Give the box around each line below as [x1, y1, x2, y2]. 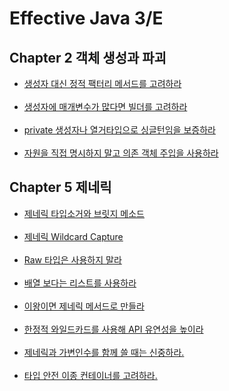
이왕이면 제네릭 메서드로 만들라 [23, 300, 145, 312]
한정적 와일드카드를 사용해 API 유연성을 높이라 [23, 323, 204, 335]
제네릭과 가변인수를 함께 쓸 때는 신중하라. [23, 346, 185, 358]
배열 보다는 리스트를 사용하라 [23, 277, 137, 289]
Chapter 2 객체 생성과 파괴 [9, 49, 167, 66]
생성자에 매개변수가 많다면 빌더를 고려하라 [23, 101, 188, 112]
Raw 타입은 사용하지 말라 [23, 253, 122, 266]
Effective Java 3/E [9, 7, 164, 30]
